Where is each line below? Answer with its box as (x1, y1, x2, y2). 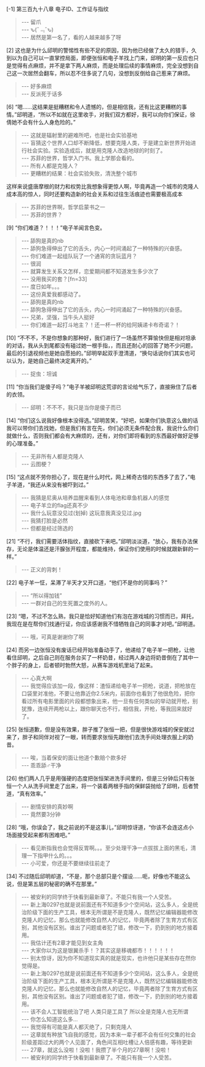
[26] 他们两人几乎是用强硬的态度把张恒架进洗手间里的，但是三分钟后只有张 (6, 775, 195, 782)
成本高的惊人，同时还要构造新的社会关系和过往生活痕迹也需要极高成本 (6, 190, 183, 198)
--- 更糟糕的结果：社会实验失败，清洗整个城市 (21, 170, 138, 177)
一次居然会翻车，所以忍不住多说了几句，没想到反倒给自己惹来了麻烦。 (16, 70, 193, 76)
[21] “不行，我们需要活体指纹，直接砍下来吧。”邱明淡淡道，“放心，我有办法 (6, 538, 193, 545)
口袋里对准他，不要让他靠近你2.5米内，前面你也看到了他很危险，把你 (21, 690, 195, 697)
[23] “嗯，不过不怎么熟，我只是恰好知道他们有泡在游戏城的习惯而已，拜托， (6, 612, 197, 620)
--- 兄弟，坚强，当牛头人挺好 (21, 314, 95, 321)
